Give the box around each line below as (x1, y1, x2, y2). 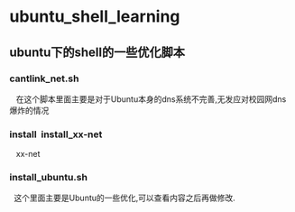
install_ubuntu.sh (9, 171, 88, 184)
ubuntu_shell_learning (9, 6, 180, 27)
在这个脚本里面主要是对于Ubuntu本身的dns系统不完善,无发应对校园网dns (15, 93, 287, 105)
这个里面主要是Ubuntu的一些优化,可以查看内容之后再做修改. (13, 192, 236, 204)
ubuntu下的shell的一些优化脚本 (9, 44, 185, 60)
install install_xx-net (9, 128, 103, 141)
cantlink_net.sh (9, 72, 79, 85)
